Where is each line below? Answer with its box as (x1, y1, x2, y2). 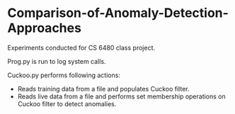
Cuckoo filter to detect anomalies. (17, 99, 117, 108)
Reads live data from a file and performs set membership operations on (17, 92, 227, 101)
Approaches (7, 20, 81, 36)
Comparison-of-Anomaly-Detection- (7, 5, 229, 21)
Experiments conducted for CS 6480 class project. (7, 43, 156, 52)
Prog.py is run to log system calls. (7, 57, 106, 65)
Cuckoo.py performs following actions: (7, 71, 120, 79)
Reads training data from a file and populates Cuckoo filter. (17, 84, 190, 93)
